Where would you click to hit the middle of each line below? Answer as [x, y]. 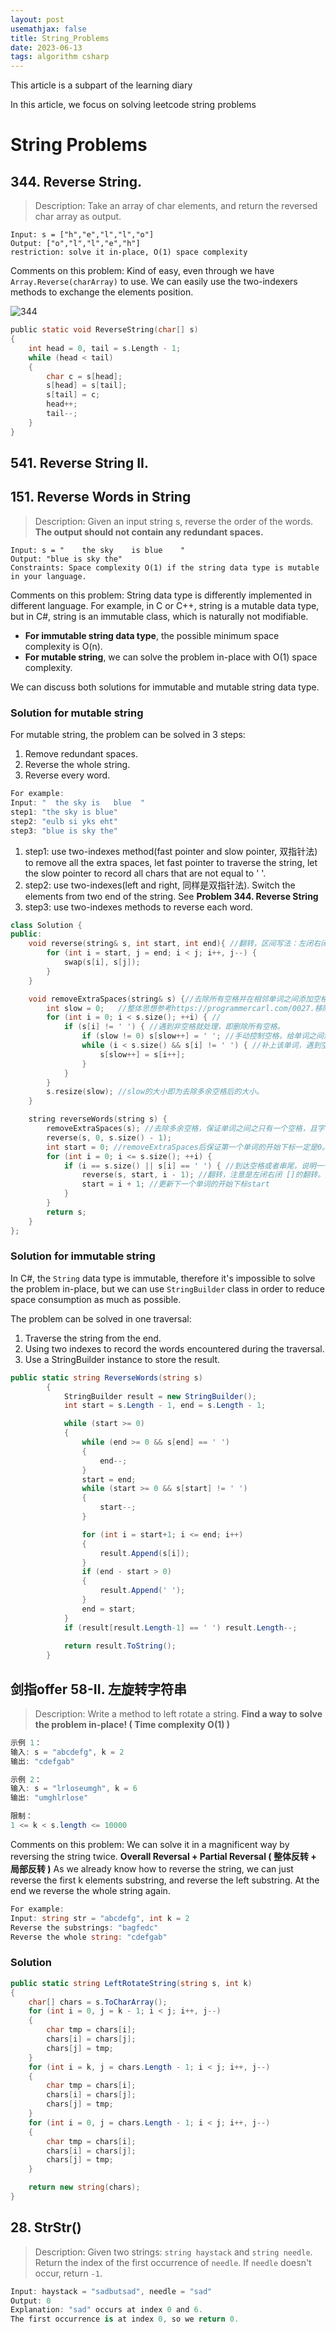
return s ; [66, 1212]
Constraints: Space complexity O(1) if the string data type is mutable [165, 567]
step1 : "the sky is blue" [64, 812]
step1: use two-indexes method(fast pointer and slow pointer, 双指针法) [171, 851]
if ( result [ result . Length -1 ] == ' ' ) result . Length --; [180, 1627]
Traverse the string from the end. [93, 1338]
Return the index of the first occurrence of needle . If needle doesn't [173, 2262]
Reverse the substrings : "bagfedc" [84, 1927]
